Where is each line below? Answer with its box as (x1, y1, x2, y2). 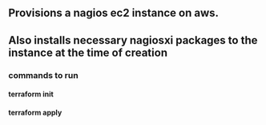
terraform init (8, 89, 54, 99)
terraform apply (8, 107, 62, 117)
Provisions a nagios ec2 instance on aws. (8, 6, 219, 20)
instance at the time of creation (8, 45, 168, 59)
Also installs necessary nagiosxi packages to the (8, 33, 258, 47)
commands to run (8, 69, 79, 80)
